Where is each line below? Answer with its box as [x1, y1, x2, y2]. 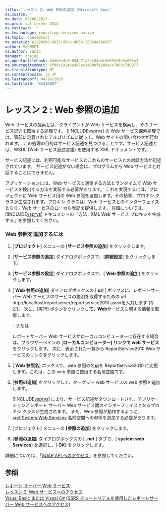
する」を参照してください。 [5, 217, 62, 223]
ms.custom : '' [5, 12, 35, 17]
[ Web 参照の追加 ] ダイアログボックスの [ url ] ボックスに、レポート [12, 287, 151, 293]
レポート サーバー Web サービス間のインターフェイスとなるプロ [29, 402, 160, 408]
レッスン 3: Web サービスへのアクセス [5, 489, 83, 495]
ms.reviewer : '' [5, 26, 39, 31]
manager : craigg [5, 53, 39, 59]
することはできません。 [9, 170, 57, 175]
